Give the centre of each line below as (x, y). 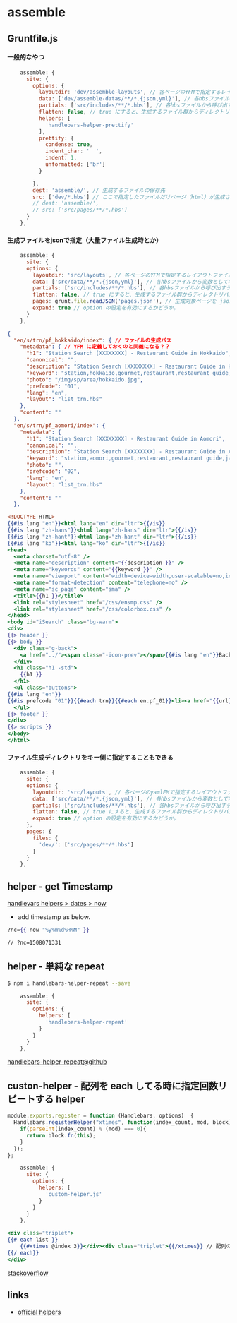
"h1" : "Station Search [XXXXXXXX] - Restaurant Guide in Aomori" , (126, 438)
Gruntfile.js (33, 38)
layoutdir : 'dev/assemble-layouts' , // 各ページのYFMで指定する (129, 92)
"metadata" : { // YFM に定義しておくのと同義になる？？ (95, 347)
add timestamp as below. (54, 917)
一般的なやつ (26, 57)
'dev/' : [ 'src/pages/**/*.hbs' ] (86, 844)
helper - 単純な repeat (56, 967)
